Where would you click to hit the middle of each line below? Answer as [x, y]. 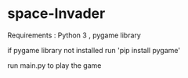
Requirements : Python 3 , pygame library [74, 35]
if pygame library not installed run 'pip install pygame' [94, 50]
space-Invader [56, 14]
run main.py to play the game [54, 65]
